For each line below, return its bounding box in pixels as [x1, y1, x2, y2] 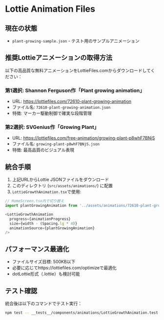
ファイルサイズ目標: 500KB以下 [12, 259, 76, 265]
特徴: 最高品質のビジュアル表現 [12, 147, 75, 153]
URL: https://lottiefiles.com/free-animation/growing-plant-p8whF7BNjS [12, 135, 155, 141]
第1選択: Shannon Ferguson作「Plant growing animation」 [5, 87, 145, 94]
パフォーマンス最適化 [5, 245, 69, 253]
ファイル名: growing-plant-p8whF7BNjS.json [12, 141, 100, 147]
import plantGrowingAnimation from [5, 203, 78, 208]
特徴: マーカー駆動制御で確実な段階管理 [12, 110, 92, 116]
